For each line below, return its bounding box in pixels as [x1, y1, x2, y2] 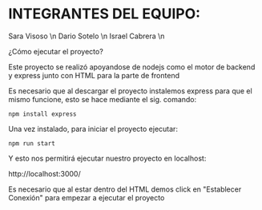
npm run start [8, 139, 56, 148]
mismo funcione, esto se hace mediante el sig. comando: [8, 94, 197, 104]
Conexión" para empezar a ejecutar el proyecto [8, 192, 165, 202]
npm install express [8, 109, 78, 118]
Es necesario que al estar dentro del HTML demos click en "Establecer [8, 184, 242, 194]
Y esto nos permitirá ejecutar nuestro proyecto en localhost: [8, 153, 207, 163]
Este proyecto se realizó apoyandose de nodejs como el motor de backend [8, 61, 256, 72]
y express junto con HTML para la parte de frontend [8, 70, 180, 80]
